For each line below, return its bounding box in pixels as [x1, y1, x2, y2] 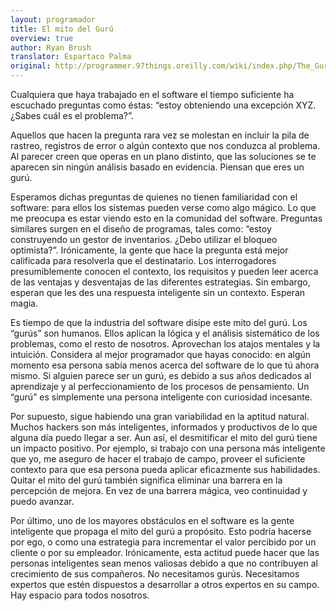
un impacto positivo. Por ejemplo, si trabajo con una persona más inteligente [10, 442, 326, 454]
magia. [10, 297, 38, 309]
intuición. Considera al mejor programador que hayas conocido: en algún [10, 349, 312, 360]
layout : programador [10, 14, 97, 25]
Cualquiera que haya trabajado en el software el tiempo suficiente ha [10, 89, 295, 100]
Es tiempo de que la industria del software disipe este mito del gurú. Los [10, 317, 308, 328]
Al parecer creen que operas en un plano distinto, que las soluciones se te [10, 151, 317, 162]
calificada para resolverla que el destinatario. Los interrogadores [10, 255, 277, 266]
